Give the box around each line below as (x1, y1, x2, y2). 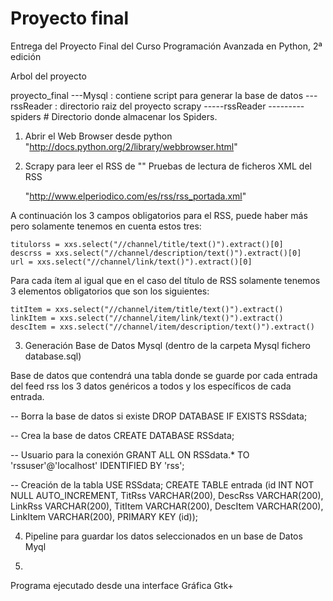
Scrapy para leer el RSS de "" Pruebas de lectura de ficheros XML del (24, 160, 312, 172)
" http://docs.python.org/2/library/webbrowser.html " (24, 140, 238, 152)
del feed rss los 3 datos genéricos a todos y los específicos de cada (10, 380, 292, 392)
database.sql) (24, 350, 82, 362)
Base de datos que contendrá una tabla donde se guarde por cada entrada (10, 369, 318, 381)
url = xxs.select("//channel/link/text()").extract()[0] (10, 257, 253, 267)
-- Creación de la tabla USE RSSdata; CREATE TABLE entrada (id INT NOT (10, 478, 315, 491)
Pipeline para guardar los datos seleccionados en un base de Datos (24, 530, 303, 542)
